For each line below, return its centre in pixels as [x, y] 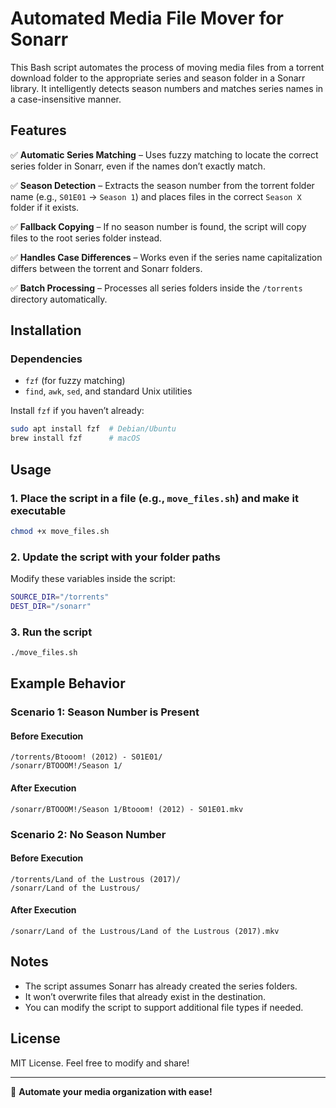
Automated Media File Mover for [147, 18]
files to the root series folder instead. [86, 238]
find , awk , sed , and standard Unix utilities [108, 391]
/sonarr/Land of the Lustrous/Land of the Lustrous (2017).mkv [145, 932]
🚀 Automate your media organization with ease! [111, 1091]
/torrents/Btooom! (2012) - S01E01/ [86, 757]
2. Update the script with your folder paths [115, 557]
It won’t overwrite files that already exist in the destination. [145, 996]
